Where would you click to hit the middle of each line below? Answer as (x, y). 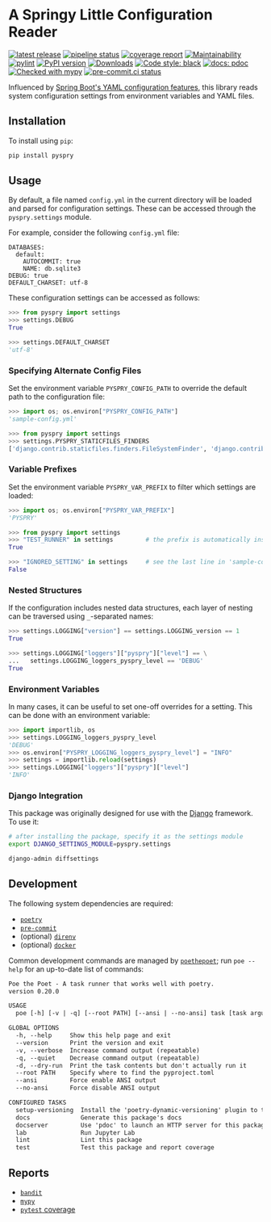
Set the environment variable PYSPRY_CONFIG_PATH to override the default (128, 388)
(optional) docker (48, 945)
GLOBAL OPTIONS (34, 1028)
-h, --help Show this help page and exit (94, 1035)
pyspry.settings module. (50, 217)
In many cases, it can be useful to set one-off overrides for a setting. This (130, 706)
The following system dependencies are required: (91, 903)
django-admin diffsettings (54, 859)
